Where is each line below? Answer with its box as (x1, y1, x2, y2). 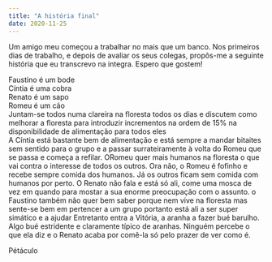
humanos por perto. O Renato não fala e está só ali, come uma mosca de (8, 178, 253, 187)
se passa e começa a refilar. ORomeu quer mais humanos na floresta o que (8, 152, 260, 162)
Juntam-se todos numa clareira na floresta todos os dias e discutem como (8, 109, 257, 118)
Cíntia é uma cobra (8, 83, 72, 93)
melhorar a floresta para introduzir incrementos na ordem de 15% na (8, 118, 237, 127)
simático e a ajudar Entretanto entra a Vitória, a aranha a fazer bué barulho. (8, 213, 260, 222)
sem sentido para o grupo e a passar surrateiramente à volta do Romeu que (8, 144, 262, 153)
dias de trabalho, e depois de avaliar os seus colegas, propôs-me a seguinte (8, 50, 264, 60)
